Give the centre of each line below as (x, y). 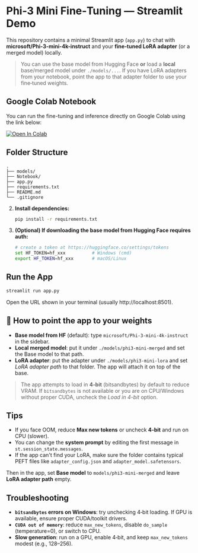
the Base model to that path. (49, 354)
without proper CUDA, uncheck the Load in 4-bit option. (89, 397)
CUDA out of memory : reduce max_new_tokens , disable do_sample (91, 525)
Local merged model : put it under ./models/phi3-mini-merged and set (100, 348)
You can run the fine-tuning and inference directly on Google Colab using (96, 116)
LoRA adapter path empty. (39, 479)
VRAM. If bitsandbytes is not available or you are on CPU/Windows (102, 390)
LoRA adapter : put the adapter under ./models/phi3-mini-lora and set (101, 360)
